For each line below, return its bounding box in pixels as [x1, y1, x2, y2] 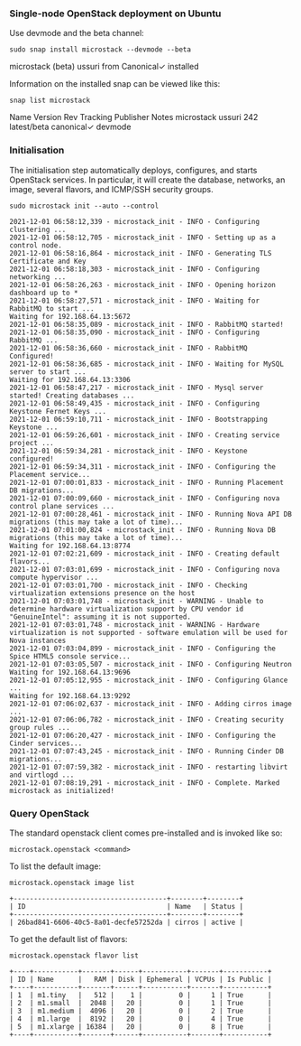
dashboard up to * [9, 288, 78, 297]
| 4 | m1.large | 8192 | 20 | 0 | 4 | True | [9, 1014, 272, 1023]
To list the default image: [9, 861, 102, 872]
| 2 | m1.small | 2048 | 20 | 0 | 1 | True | [9, 998, 272, 1007]
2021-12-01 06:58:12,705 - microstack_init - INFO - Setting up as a [9, 233, 277, 242]
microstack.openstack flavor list [9, 951, 140, 960]
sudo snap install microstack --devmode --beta [9, 45, 192, 54]
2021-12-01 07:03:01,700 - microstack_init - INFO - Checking [9, 581, 248, 590]
